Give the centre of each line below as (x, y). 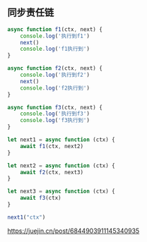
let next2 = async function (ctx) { (61, 165)
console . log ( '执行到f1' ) (55, 36)
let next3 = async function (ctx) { (61, 192)
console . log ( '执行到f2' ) (55, 75)
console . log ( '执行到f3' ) (55, 114)
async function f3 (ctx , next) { (55, 107)
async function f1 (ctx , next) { (55, 29)
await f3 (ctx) (41, 198)
